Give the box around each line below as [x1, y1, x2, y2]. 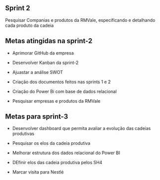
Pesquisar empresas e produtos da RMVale [12, 98, 101, 104]
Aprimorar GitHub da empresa [12, 50, 74, 56]
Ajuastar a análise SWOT [12, 69, 63, 75]
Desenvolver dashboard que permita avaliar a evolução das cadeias [12, 125, 151, 131]
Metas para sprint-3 [5, 113, 68, 121]
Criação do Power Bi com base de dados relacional [12, 88, 117, 94]
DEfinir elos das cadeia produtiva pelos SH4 [12, 160, 103, 166]
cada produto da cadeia [5, 22, 54, 28]
